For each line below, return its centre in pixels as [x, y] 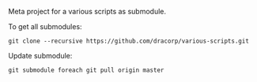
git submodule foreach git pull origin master [86, 70]
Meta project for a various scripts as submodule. [87, 11]
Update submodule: [40, 56]
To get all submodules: [45, 26]
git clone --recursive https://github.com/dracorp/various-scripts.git [128, 41]
